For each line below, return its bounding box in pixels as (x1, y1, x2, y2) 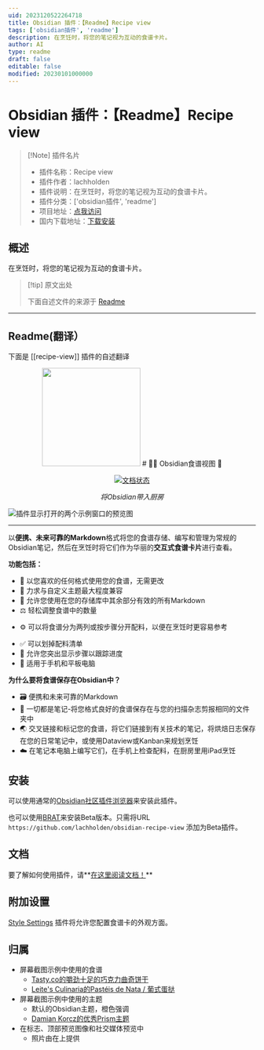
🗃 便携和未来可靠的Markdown (19, 692, 119, 701)
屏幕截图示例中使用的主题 (19, 994, 103, 1004)
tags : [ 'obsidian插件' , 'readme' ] (8, 26, 119, 34)
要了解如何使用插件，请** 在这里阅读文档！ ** (8, 869, 153, 880)
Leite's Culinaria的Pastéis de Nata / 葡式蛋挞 (31, 985, 175, 994)
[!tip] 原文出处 (27, 280, 73, 290)
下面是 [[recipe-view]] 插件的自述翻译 (8, 352, 130, 361)
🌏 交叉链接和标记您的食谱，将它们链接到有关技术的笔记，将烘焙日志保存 (19, 724, 256, 734)
